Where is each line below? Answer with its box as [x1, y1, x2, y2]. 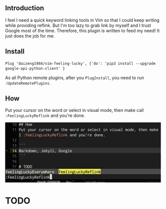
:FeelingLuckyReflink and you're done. [5, 112, 85, 118]
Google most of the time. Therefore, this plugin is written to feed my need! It [5, 27, 160, 34]
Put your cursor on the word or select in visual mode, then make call [5, 107, 144, 113]
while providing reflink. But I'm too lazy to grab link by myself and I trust [5, 22, 151, 28]
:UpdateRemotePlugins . [5, 80, 51, 86]
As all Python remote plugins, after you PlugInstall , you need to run [5, 74, 144, 81]
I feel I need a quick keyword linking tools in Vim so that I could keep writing [5, 17, 160, 23]
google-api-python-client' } [5, 66, 65, 71]
